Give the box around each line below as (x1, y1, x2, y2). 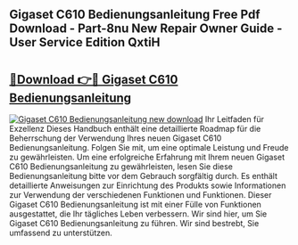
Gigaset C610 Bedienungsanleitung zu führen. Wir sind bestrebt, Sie (9, 218, 260, 228)
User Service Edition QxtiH (9, 35, 161, 50)
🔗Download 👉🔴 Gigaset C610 (9, 71, 178, 87)
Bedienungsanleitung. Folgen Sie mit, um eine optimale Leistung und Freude (9, 143, 289, 152)
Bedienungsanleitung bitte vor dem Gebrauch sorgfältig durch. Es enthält (9, 171, 278, 181)
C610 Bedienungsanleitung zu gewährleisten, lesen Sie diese (9, 161, 234, 172)
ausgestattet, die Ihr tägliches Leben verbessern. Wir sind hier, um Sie (9, 208, 268, 219)
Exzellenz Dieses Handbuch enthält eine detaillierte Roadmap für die (9, 124, 261, 134)
